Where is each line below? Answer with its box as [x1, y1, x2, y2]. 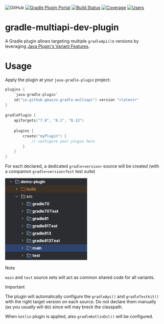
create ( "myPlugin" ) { [23, 133, 67, 139]
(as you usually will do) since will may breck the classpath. [5, 304, 123, 310]
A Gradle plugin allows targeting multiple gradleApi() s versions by [5, 38, 139, 44]
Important [5, 284, 25, 290]
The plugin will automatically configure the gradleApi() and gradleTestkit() [5, 294, 159, 299]
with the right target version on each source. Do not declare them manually [5, 299, 157, 305]
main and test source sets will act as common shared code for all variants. [5, 274, 155, 280]
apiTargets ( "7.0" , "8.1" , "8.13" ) [14, 118, 84, 123]
